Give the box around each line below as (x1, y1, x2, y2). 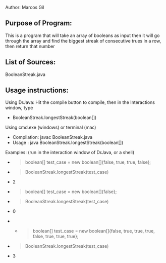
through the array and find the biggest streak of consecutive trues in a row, (5, 37, 161, 44)
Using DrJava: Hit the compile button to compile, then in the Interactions (5, 99, 155, 105)
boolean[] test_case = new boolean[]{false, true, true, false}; (25, 159, 151, 165)
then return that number (5, 43, 56, 49)
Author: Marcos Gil (5, 5, 44, 10)
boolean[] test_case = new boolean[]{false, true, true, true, (32, 228, 155, 234)
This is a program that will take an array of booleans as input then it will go (5, 32, 160, 39)
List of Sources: (5, 58, 56, 66)
